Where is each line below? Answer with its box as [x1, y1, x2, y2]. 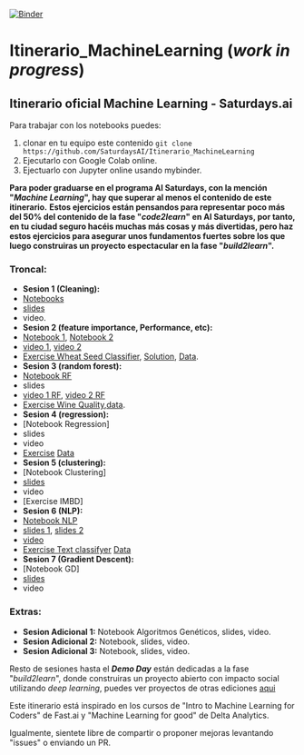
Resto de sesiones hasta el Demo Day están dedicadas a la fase [9, 663, 250, 674]
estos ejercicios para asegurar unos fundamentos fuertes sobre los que [9, 231, 286, 241]
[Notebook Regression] [22, 419, 111, 430]
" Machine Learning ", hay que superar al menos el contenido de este [9, 192, 272, 203]
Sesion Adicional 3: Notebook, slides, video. [22, 645, 191, 656]
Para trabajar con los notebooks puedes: [9, 120, 162, 131]
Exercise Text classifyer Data [22, 544, 132, 555]
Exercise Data [22, 448, 75, 459]
